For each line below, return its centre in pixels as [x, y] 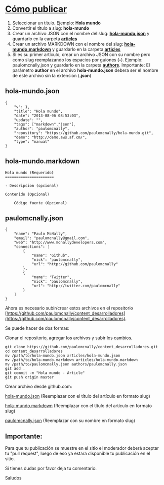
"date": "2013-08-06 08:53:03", [47, 116]
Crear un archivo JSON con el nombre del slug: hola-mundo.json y [81, 33]
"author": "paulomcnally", [42, 128]
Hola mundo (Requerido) [30, 173]
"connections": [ [32, 247]
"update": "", [28, 120]
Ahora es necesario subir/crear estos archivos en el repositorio [69, 308]
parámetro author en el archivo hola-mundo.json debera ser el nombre [85, 70]
